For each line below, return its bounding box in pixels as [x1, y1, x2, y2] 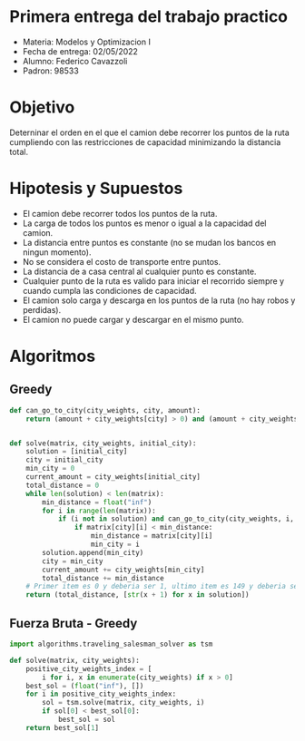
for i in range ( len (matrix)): [42, 506, 156, 515]
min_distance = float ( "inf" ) [42, 497, 152, 507]
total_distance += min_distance [42, 573, 165, 582]
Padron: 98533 [22, 65, 79, 76]
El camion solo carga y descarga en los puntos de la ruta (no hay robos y [22, 295, 296, 306]
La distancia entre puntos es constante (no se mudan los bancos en [22, 237, 277, 248]
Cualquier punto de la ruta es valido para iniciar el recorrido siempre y [22, 275, 284, 287]
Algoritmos [9, 346, 96, 366]
